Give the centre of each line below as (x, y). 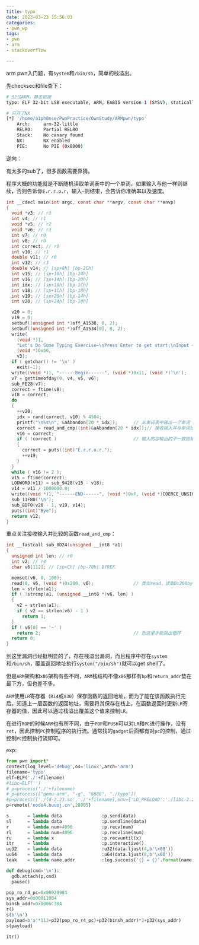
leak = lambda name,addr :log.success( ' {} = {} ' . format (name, (100, 860)
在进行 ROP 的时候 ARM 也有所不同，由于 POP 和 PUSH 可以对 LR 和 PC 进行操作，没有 (96, 724)
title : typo (21, 12)
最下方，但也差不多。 (32, 683)
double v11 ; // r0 (34, 257)
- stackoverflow (26, 50)
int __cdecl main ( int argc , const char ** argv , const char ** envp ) (91, 202)
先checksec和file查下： (35, 85)
